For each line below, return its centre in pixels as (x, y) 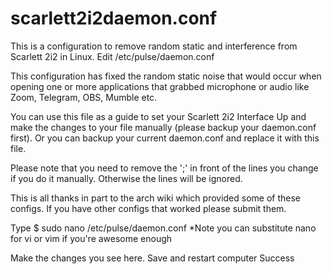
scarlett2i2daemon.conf (114, 18)
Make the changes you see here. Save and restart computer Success (152, 258)
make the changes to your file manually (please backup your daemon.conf (163, 127)
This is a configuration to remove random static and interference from (154, 46)
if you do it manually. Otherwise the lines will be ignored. (126, 178)
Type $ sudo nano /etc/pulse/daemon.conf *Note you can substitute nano (163, 228)
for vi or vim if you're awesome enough (91, 238)
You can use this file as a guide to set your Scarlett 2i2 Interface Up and (158, 116)
